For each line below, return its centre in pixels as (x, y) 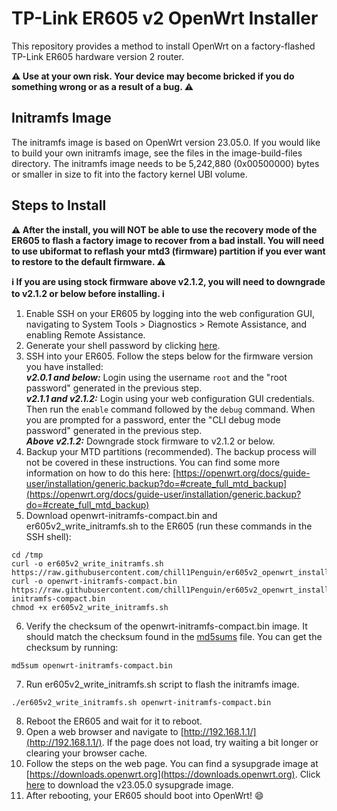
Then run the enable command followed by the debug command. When (170, 409)
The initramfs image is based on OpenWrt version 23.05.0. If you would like (166, 142)
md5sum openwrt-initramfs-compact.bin (92, 665)
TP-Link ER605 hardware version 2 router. (98, 56)
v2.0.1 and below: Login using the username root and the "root (156, 377)
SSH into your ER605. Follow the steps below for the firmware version (169, 356)
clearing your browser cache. (86, 753)
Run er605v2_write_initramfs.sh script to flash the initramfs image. (162, 684)
